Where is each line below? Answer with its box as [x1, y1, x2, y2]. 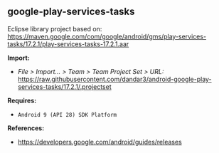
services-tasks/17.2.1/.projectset [17, 82, 112, 91]
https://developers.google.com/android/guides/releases [17, 137, 183, 146]
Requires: [7, 96, 37, 105]
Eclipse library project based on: [7, 24, 102, 33]
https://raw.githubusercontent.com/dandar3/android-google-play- [17, 75, 212, 83]
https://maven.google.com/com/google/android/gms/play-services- [7, 32, 207, 41]
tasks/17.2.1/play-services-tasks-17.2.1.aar [7, 39, 129, 48]
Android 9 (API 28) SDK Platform [17, 111, 117, 118]
